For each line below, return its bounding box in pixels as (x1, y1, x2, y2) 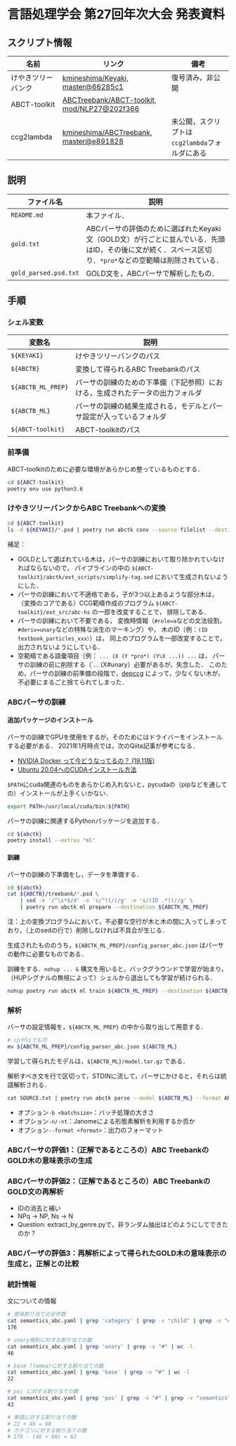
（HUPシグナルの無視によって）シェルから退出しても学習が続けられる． (7, 974, 216, 982)
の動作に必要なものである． (7, 950, 88, 958)
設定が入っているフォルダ (81, 412, 167, 422)
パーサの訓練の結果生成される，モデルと (74, 401, 209, 411)
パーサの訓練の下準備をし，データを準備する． (7, 870, 143, 878)
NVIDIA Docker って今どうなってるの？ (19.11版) (17, 756, 155, 764)
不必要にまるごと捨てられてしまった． (17, 677, 129, 686)
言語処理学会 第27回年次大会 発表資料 (7, 6, 225, 22)
